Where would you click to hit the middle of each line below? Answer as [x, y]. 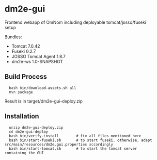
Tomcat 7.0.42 [26, 46]
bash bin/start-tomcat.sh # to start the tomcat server [73, 148]
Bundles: [13, 37]
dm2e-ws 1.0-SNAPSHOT [37, 61]
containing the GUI [24, 153]
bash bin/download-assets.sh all [43, 88]
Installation [22, 116]
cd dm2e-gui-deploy [29, 131]
